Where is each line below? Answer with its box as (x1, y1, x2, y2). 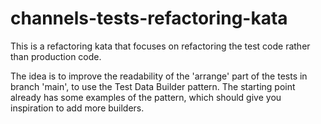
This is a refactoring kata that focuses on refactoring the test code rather (10, 40, 311, 52)
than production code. (10, 50, 102, 62)
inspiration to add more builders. (10, 102, 145, 114)
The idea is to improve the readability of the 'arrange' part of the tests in (10, 70, 308, 82)
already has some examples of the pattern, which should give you (10, 91, 282, 103)
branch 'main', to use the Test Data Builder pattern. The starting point (10, 80, 296, 92)
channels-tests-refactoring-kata (10, 7, 288, 30)
